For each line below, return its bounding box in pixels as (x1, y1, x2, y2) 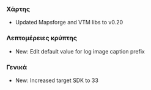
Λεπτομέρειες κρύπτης (6, 34, 78, 43)
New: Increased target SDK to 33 (15, 77, 99, 84)
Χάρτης (6, 5, 31, 13)
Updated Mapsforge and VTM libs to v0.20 (15, 19, 123, 26)
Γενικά (6, 63, 28, 71)
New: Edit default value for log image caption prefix (15, 47, 145, 55)
